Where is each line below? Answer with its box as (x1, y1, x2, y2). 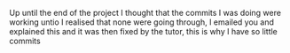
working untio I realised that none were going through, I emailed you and (9, 17, 275, 27)
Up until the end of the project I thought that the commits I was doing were (9, 8, 282, 18)
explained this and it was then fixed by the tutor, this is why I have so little (9, 26, 278, 36)
